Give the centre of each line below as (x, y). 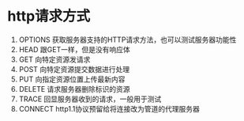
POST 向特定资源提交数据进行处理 (74, 69)
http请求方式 (49, 16)
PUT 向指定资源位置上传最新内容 (72, 79)
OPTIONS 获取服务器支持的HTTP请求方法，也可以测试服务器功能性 (128, 40)
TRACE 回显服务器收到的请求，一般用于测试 (90, 99)
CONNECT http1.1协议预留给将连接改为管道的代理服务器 (109, 108)
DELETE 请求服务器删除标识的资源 (75, 89)
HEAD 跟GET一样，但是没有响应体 (75, 49)
